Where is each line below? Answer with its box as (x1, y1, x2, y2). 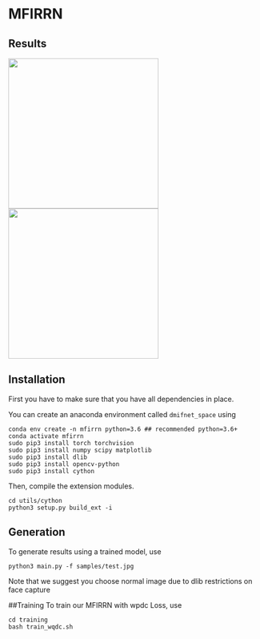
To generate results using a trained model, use (8, 546, 162, 557)
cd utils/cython (8, 496, 62, 504)
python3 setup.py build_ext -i (8, 504, 113, 512)
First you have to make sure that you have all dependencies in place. (8, 394, 234, 404)
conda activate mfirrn (8, 432, 84, 440)
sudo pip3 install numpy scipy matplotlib (8, 446, 152, 454)
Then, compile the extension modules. (8, 481, 134, 491)
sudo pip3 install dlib (8, 453, 88, 461)
